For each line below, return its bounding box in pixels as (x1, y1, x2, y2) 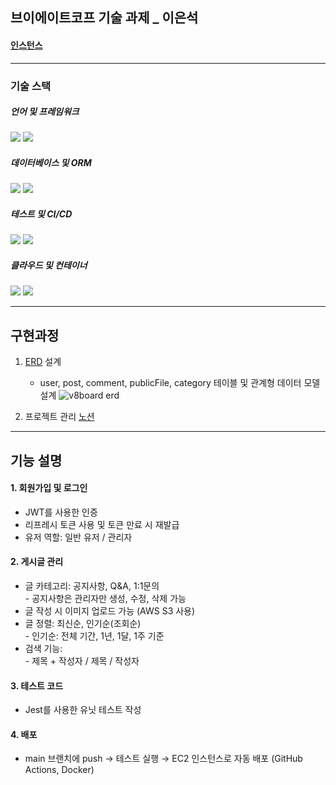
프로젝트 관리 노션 (24, 411, 95, 423)
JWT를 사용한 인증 (24, 506, 98, 518)
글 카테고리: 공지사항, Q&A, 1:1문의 (24, 580, 160, 592)
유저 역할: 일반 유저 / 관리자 (24, 531, 133, 543)
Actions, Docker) (24, 764, 95, 776)
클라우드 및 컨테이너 (10, 259, 88, 272)
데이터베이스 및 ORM (10, 157, 92, 169)
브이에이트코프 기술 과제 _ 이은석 (10, 9, 199, 27)
